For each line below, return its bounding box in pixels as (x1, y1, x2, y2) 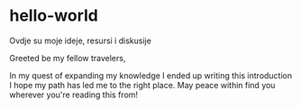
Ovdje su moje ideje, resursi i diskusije (9, 35, 151, 46)
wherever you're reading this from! (9, 89, 138, 100)
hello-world (9, 5, 99, 26)
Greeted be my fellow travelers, (9, 52, 126, 63)
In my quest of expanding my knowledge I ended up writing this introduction (9, 69, 293, 81)
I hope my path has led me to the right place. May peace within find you (9, 79, 276, 90)
